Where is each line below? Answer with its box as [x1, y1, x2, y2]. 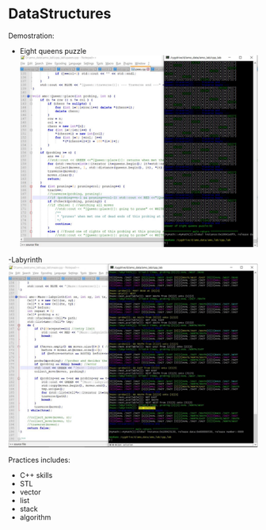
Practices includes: [8, 455, 71, 464]
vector [19, 487, 41, 497]
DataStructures [8, 5, 112, 23]
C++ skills [19, 470, 53, 479]
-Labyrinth [8, 255, 43, 265]
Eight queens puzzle [19, 46, 87, 55]
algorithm [19, 512, 51, 522]
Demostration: [8, 31, 55, 40]
